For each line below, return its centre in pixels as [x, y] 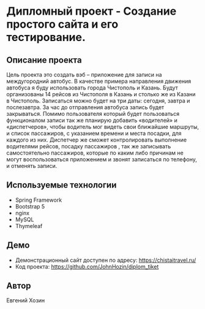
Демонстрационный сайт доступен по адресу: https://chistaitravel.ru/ [106, 260]
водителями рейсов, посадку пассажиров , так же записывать [89, 146]
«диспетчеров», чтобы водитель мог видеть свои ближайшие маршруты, [103, 127]
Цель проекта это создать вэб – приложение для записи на [84, 74]
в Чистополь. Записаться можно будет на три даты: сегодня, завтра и [98, 101]
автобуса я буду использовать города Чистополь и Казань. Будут [92, 88]
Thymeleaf [29, 226]
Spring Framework [39, 200]
